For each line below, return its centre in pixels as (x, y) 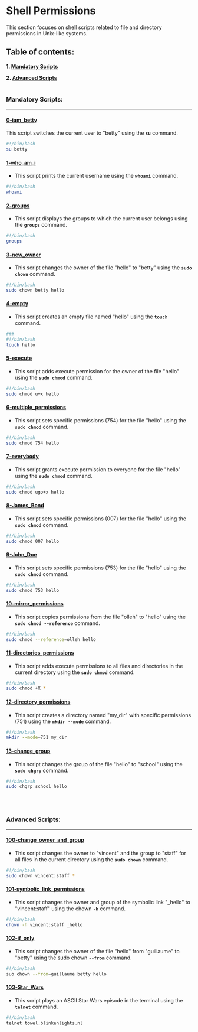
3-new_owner (24, 255)
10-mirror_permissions (35, 604)
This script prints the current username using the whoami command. (96, 176)
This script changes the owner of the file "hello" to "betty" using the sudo (103, 268)
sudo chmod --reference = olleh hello (51, 639)
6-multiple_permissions (36, 407)
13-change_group (28, 751)
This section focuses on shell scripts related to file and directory (84, 27)
